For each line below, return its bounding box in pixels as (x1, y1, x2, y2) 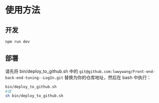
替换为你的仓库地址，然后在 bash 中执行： (64, 74, 152, 80)
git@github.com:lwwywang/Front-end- (79, 69, 156, 74)
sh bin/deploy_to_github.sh (5, 94, 64, 99)
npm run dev (5, 39, 30, 44)
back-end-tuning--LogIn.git (5, 75, 64, 80)
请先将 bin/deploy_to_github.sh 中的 (5, 68, 78, 74)
